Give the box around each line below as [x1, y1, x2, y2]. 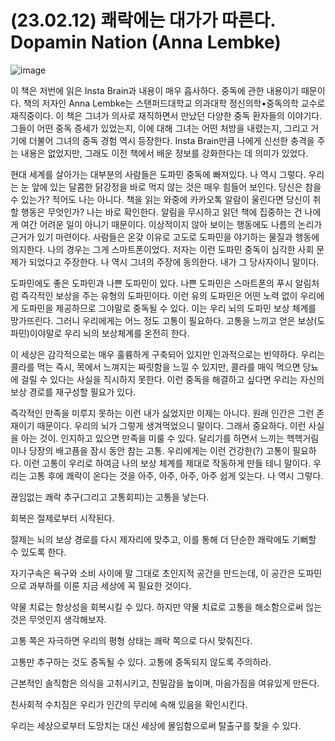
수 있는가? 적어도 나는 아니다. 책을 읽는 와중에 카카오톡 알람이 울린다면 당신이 [10, 193, 311, 205]
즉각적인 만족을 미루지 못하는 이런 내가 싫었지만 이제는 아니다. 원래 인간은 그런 [10, 407, 315, 419]
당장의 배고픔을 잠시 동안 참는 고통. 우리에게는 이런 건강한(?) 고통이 [28, 444, 291, 456]
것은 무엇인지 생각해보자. [10, 613, 107, 625]
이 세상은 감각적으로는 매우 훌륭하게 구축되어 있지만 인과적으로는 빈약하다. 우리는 [10, 348, 326, 360]
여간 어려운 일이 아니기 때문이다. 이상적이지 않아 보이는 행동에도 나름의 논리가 [20, 218, 323, 230]
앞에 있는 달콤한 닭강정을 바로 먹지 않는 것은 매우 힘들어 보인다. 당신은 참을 [31, 181, 322, 193]
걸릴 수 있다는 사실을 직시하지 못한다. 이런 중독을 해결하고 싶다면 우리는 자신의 [20, 373, 325, 385]
